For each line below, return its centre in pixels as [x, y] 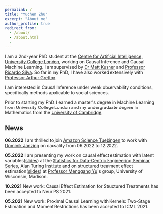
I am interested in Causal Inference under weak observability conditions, [79, 87]
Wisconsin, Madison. [27, 176]
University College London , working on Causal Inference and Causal [75, 61]
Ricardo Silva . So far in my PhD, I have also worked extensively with [74, 72]
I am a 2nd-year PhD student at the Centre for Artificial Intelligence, [74, 56]
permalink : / [19, 10]
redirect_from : [21, 28]
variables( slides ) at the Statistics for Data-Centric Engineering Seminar [78, 160]
